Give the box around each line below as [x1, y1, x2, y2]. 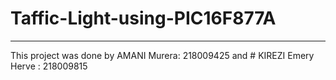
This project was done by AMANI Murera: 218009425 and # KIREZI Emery [10, 49, 315, 61]
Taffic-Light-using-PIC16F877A [10, 7, 277, 30]
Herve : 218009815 [10, 60, 88, 72]
